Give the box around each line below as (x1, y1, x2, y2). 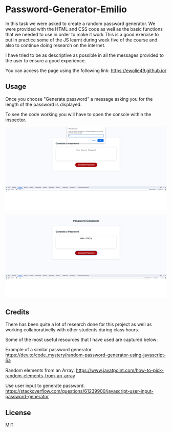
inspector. (5, 117, 27, 123)
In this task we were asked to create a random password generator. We (5, 20, 156, 27)
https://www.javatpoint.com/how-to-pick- (76, 367, 164, 374)
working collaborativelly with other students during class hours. (5, 327, 139, 333)
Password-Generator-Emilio (5, 4, 127, 15)
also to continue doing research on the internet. (5, 42, 106, 48)
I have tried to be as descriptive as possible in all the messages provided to (5, 52, 164, 58)
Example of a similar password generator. (5, 347, 93, 353)
